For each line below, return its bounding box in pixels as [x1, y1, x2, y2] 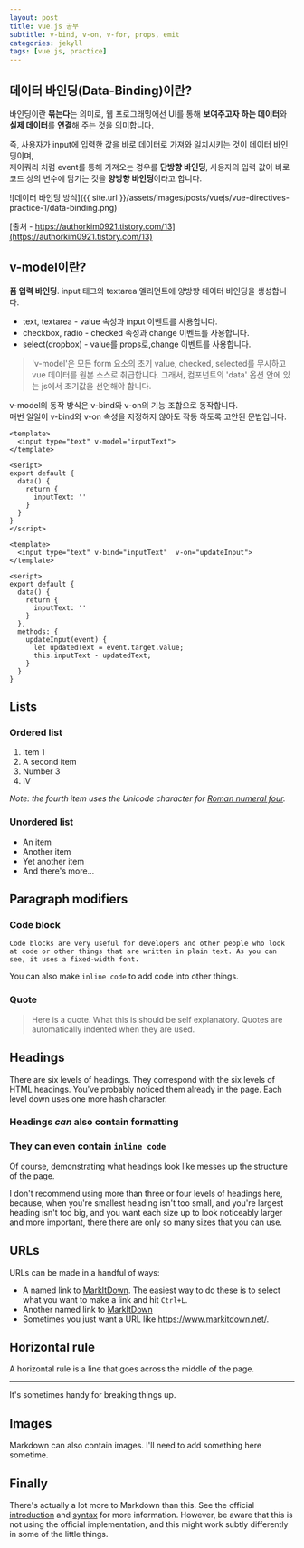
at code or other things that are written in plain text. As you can [9, 947, 278, 956]
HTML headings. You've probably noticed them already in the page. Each [9, 1084, 282, 1094]
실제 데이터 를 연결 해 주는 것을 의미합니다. [9, 119, 154, 130]
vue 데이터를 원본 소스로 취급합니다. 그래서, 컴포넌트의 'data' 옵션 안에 [31, 368, 281, 380]
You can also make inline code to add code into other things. [9, 970, 239, 982]
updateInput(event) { [25, 635, 107, 644]
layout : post [9, 13, 59, 23]
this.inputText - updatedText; [33, 651, 152, 660]
